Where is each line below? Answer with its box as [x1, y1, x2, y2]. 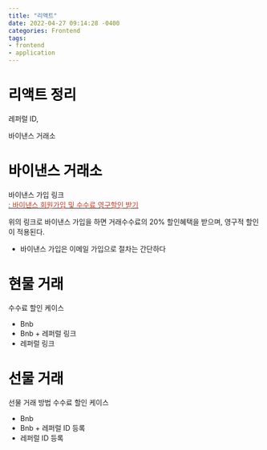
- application [8, 49, 56, 57]
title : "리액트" [8, 11, 58, 20]
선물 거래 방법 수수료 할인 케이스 [8, 397, 110, 407]
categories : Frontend [8, 26, 81, 34]
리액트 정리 [8, 86, 77, 104]
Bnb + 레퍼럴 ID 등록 [19, 423, 86, 432]
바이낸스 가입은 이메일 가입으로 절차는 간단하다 [19, 243, 166, 253]
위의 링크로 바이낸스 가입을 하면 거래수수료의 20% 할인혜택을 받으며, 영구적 [8, 217, 245, 227]
